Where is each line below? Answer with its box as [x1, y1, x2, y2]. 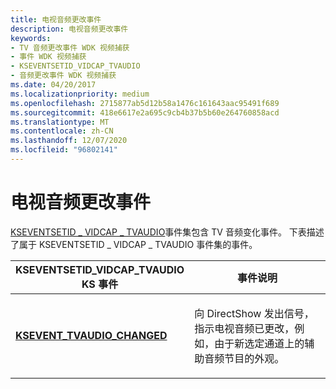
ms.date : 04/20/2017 [10, 80, 97, 90]
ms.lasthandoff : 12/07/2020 [10, 136, 128, 146]
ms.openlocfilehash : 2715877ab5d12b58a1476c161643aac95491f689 [10, 98, 280, 108]
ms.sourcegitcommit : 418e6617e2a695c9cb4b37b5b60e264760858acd [10, 107, 280, 118]
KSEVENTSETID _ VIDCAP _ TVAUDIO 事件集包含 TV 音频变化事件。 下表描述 [10, 226, 325, 238]
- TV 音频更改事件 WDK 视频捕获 [10, 42, 130, 53]
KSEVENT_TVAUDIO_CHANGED [15, 328, 168, 342]
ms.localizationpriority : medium [10, 89, 150, 99]
